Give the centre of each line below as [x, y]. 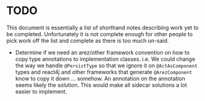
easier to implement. [41, 91]
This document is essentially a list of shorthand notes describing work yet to [102, 28]
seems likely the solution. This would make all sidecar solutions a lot [101, 85]
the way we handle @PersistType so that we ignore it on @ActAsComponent [106, 65]
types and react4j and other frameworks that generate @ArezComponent [104, 72]
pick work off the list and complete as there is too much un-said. [88, 40]
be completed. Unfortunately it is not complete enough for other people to [99, 34]
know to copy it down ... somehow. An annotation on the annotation [100, 78]
